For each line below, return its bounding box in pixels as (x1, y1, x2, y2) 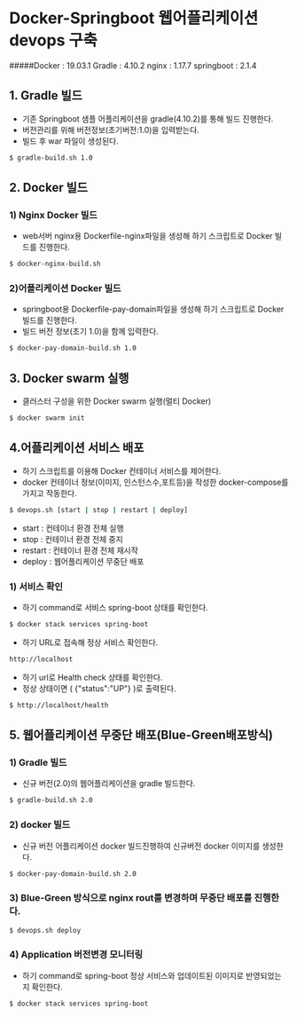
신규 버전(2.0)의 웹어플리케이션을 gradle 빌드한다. (21, 778, 196, 789)
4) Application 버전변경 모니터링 (9, 949, 144, 961)
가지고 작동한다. (21, 487, 77, 498)
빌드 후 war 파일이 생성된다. (21, 135, 119, 146)
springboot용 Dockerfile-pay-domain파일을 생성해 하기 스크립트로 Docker (21, 304, 285, 315)
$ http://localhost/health (9, 700, 109, 710)
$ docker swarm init (9, 414, 86, 422)
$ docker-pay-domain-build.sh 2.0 (9, 869, 137, 879)
